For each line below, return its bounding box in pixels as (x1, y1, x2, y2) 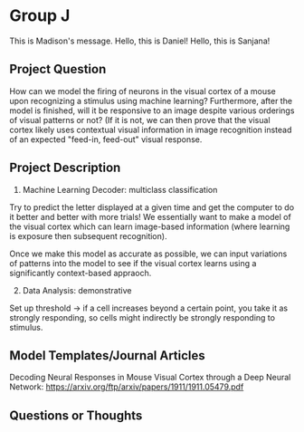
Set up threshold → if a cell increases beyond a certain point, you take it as (9, 302, 289, 313)
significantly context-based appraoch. (9, 267, 152, 278)
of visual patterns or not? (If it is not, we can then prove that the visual (9, 114, 271, 125)
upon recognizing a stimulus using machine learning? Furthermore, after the (9, 95, 292, 106)
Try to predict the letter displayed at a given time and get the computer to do (9, 201, 295, 213)
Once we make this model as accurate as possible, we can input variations (9, 248, 288, 259)
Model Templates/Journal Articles (9, 348, 205, 363)
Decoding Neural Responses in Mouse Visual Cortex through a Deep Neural (9, 372, 291, 383)
